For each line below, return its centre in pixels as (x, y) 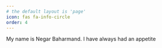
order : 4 (17, 22)
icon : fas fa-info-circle (38, 17)
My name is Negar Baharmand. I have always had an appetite (81, 39)
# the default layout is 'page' (46, 11)
